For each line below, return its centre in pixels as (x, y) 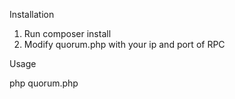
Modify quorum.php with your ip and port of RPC (124, 44)
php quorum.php (44, 83)
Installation (32, 14)
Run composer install (67, 33)
